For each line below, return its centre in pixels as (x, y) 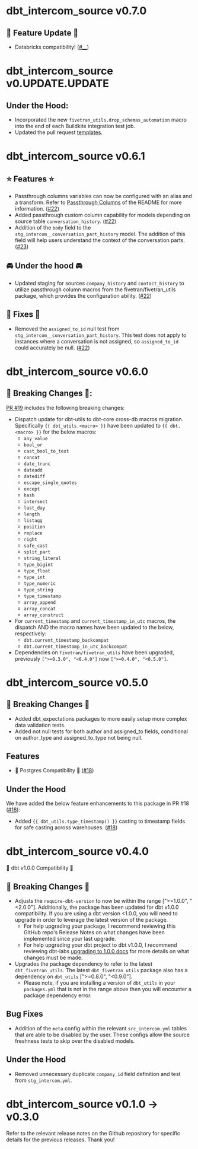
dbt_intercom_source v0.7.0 (76, 11)
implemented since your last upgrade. (70, 939)
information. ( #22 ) (37, 209)
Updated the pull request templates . (58, 132)
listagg (33, 520)
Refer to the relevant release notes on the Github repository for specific (93, 1133)
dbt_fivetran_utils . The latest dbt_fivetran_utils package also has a (101, 970)
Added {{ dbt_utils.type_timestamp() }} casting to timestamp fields (100, 821)
